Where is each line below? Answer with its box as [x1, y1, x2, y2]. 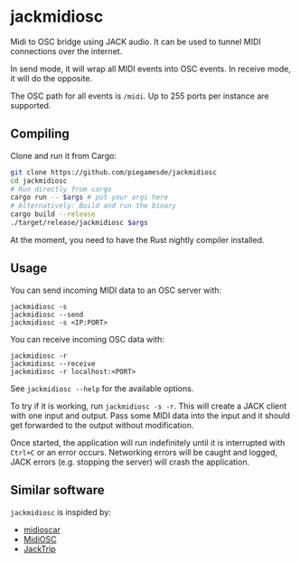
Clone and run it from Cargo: [10, 150, 117, 161]
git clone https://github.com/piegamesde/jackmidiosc [10, 167, 218, 177]
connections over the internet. [10, 45, 123, 56]
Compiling [10, 127, 70, 142]
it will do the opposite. [10, 72, 93, 83]
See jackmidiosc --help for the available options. [10, 382, 194, 394]
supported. [10, 99, 52, 110]
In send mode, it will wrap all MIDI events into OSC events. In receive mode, [10, 63, 292, 74]
